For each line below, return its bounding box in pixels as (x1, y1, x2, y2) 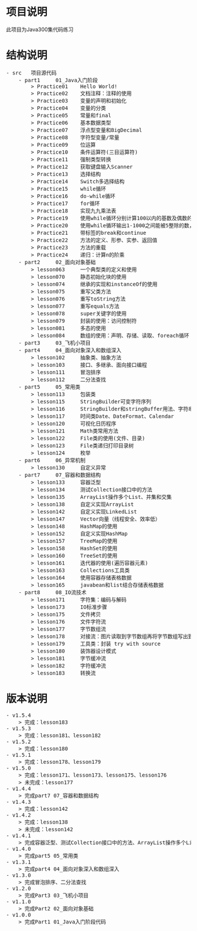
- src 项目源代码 (6, 69, 57, 76)
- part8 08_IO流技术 (18, 589, 87, 596)
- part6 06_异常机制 (18, 457, 86, 464)
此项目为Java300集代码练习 (6, 26, 74, 33)
